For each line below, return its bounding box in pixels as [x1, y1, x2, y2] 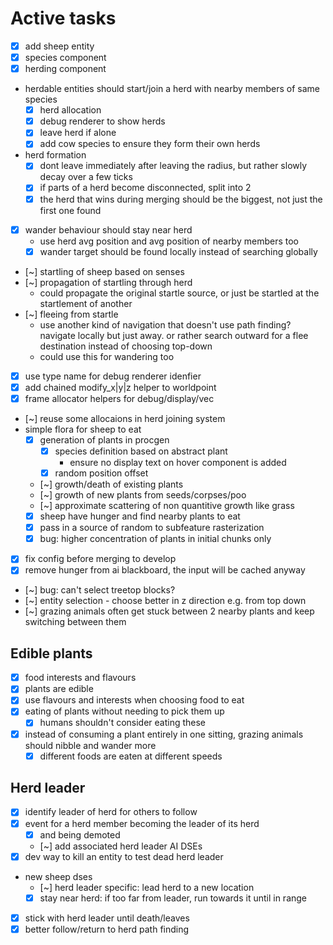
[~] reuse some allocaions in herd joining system [24, 412, 226, 424]
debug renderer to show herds [39, 115, 166, 127]
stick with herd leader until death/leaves [24, 912, 190, 924]
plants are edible [24, 683, 94, 695]
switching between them [24, 616, 127, 628]
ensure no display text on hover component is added [69, 457, 287, 468]
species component [24, 52, 107, 63]
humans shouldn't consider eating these [39, 717, 207, 729]
